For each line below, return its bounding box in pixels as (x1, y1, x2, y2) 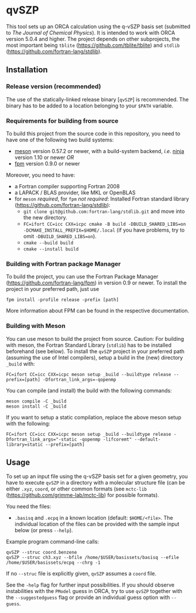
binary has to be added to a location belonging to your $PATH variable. (6, 102, 174, 109)
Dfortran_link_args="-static (6, 436, 77, 442)
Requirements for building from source (6, 117, 119, 125)
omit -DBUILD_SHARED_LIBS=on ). (23, 232, 97, 239)
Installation (6, 65, 48, 75)
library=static (6, 441, 43, 448)
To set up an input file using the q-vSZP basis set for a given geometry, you (6, 473, 188, 480)
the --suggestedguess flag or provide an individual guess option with (6, 594, 170, 601)
